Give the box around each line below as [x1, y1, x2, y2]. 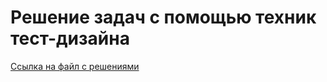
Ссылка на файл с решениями [10, 60, 140, 72]
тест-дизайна [10, 27, 130, 50]
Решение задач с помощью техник [10, 6, 317, 29]
